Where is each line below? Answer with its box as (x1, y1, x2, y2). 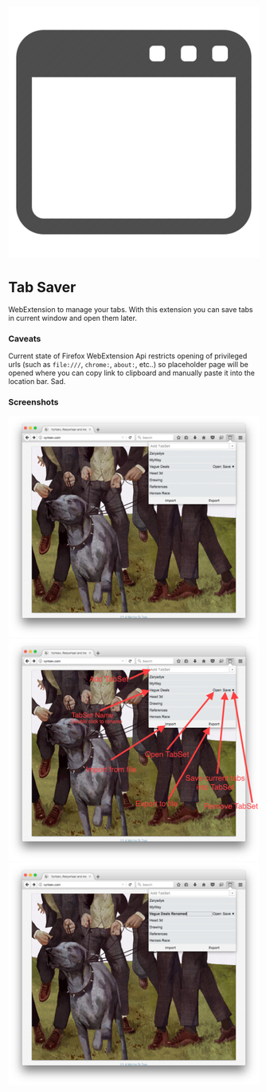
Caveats (8, 333, 41, 344)
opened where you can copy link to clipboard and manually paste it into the (8, 368, 256, 378)
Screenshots (8, 397, 59, 408)
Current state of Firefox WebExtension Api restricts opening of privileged (8, 351, 248, 361)
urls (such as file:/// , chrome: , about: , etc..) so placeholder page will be (8, 360, 248, 370)
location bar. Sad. (8, 377, 66, 386)
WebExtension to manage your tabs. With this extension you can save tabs (8, 304, 253, 314)
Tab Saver (8, 279, 76, 297)
